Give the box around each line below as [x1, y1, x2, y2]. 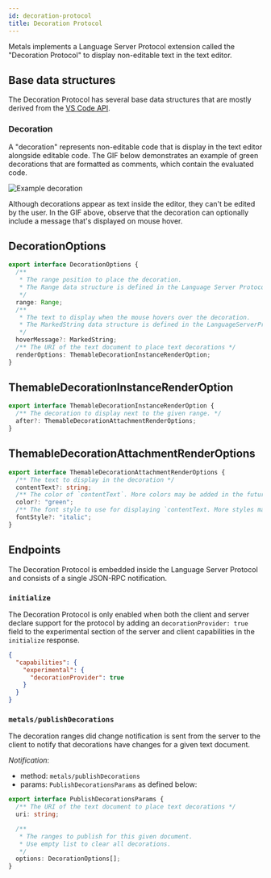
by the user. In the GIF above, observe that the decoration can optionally [8, 207, 248, 217]
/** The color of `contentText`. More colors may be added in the [15, 491, 244, 499]
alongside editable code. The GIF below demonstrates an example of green [8, 150, 259, 160]
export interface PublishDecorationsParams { [8, 796, 164, 804]
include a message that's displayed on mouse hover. [8, 215, 183, 226]
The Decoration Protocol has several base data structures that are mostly [8, 94, 252, 105]
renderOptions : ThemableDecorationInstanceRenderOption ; [15, 350, 211, 359]
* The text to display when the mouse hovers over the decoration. [19, 313, 251, 321]
